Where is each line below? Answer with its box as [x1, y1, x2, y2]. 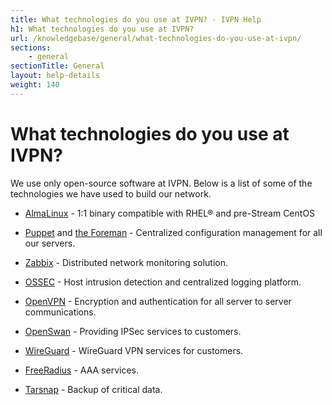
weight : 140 [10, 80, 60, 90]
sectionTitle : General [10, 61, 105, 71]
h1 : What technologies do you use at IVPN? [10, 24, 195, 34]
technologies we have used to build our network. [10, 187, 212, 200]
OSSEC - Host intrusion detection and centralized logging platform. [24, 276, 302, 288]
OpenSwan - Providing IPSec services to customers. [24, 325, 242, 337]
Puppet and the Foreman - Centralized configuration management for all [24, 226, 323, 238]
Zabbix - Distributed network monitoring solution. [24, 256, 228, 268]
